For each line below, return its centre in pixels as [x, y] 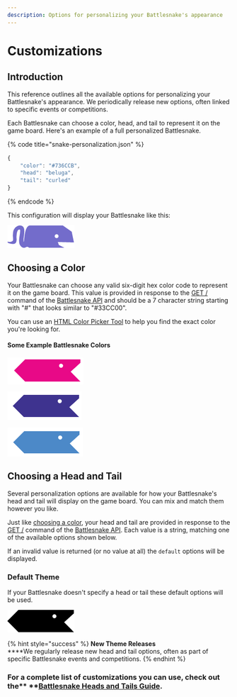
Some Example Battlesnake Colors [59, 345]
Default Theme [34, 576]
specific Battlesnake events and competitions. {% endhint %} [97, 659]
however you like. [33, 508]
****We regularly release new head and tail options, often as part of [108, 652]
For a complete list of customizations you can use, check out [114, 677]
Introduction [35, 77]
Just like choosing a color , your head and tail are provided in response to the [119, 522]
